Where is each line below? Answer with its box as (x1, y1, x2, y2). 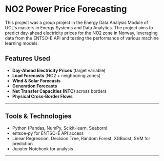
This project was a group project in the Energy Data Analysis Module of (5, 20, 148, 25)
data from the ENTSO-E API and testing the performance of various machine (5, 35, 159, 41)
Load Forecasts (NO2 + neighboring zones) (12, 72, 101, 79)
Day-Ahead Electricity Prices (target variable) (12, 67, 106, 73)
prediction (12, 141, 33, 146)
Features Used (5, 55, 50, 63)
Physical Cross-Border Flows (12, 93, 73, 99)
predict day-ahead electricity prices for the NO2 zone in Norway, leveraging (5, 30, 158, 36)
